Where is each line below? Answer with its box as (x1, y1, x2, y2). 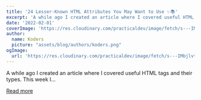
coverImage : (6, 25, 36, 32)
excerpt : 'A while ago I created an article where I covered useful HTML (6, 14, 194, 20)
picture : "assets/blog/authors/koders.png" (11, 42, 121, 48)
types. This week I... (6, 76, 56, 83)
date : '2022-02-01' (6, 20, 55, 26)
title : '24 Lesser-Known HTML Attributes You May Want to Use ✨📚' (6, 8, 178, 15)
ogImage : (6, 48, 28, 54)
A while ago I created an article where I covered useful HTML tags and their (6, 69, 193, 76)
